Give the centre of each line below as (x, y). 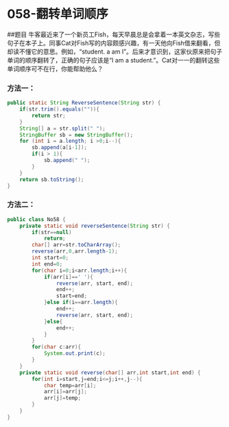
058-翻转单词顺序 (58, 14)
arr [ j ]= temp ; (62, 398)
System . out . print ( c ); (75, 354)
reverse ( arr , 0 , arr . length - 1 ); (75, 251)
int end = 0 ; (47, 264)
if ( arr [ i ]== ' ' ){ (69, 277)
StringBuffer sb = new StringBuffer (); (76, 135)
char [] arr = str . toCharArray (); (76, 245)
